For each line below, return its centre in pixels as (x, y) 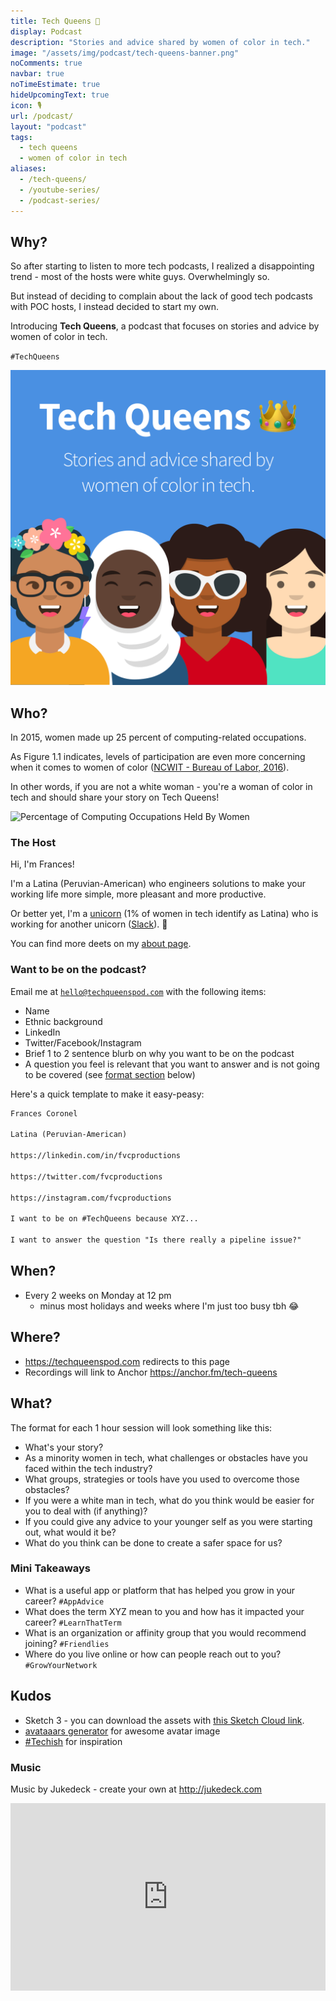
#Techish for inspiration (73, 1741)
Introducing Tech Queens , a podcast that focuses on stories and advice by (165, 326)
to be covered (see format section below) (110, 1074)
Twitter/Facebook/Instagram (83, 1042)
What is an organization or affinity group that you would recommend (165, 1632)
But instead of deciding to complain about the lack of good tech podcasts (161, 296)
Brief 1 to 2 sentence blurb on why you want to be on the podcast (159, 1053)
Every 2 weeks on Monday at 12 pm (98, 1295)
